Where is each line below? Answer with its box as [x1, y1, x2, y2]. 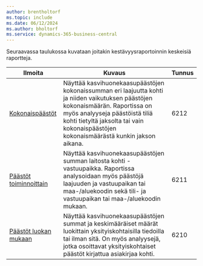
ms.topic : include [6, 15, 53, 21]
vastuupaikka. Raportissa [63, 164, 135, 173]
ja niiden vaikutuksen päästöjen [63, 94, 153, 103]
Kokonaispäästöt [9, 109, 57, 118]
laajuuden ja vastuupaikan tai [63, 180, 146, 188]
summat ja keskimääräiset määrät [63, 219, 158, 228]
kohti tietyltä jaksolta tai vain [63, 117, 144, 125]
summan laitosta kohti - [63, 157, 131, 165]
